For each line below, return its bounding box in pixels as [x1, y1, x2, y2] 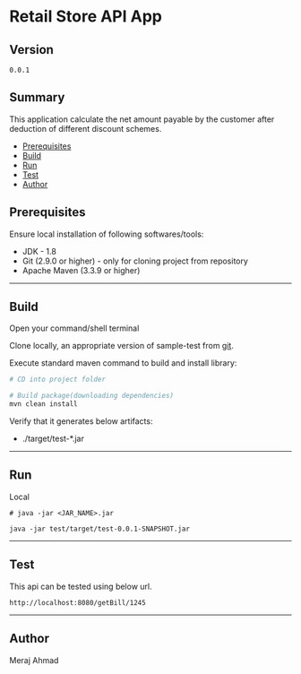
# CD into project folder [9, 375, 106, 385]
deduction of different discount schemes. [9, 123, 162, 134]
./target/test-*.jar [21, 433, 85, 445]
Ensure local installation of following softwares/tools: [9, 229, 204, 239]
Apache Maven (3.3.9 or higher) [21, 264, 141, 275]
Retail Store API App [9, 6, 163, 27]
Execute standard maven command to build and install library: [9, 358, 237, 368]
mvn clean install [9, 400, 78, 409]
